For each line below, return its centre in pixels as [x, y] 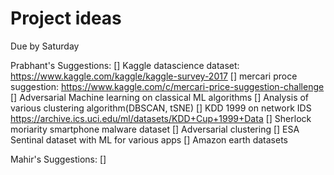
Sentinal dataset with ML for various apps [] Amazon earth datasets [149, 139]
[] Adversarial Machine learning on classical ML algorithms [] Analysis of [160, 97]
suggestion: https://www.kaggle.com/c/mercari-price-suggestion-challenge [167, 86]
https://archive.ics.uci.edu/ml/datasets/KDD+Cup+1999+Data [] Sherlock [161, 118]
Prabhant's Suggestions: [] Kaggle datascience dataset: [125, 65]
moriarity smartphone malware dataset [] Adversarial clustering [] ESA [155, 129]
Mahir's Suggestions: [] [58, 159]
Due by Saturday [45, 46]
